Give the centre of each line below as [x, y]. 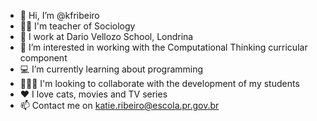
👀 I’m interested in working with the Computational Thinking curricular [163, 47]
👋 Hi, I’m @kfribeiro [59, 15]
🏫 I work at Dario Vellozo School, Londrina [106, 36]
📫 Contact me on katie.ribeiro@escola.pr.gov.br [119, 105]
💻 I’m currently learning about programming [111, 69]
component [43, 58]
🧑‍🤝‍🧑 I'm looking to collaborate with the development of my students [159, 83]
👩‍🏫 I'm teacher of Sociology [77, 26]
